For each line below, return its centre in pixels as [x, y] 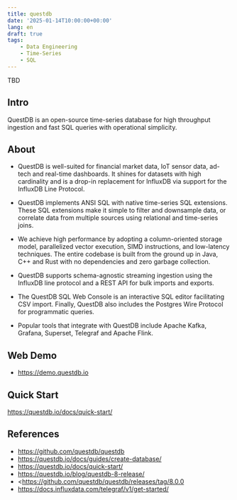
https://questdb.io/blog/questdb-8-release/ [81, 474]
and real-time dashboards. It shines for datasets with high [117, 174]
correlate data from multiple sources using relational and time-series [118, 218]
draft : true [25, 34]
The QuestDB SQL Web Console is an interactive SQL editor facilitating [121, 297]
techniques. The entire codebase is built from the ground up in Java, [118, 254]
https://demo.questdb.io [53, 372]
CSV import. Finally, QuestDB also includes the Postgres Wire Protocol [120, 304]
